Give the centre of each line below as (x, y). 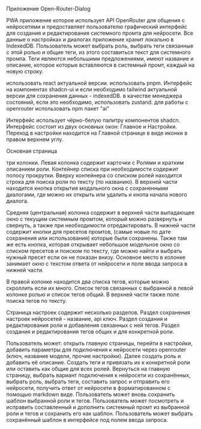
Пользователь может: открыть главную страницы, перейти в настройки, (100, 343)
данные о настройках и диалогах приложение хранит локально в (90, 39)
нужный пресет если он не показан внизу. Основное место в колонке (96, 257)
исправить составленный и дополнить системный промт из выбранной (98, 407)
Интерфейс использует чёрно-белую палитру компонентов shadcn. (93, 120)
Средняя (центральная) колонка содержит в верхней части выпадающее (100, 212)
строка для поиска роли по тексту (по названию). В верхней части (92, 182)
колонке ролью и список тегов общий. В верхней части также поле (93, 294)
